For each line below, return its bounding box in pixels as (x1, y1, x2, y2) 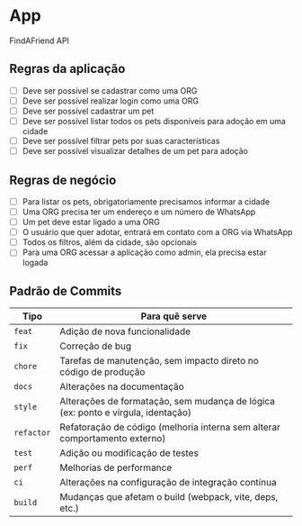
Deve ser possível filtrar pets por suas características (22, 136, 220, 146)
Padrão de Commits (9, 283, 122, 298)
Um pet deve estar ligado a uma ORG (22, 217, 160, 228)
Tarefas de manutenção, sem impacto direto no (59, 355, 259, 367)
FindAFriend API (9, 35, 70, 46)
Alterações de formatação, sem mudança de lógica (59, 395, 276, 408)
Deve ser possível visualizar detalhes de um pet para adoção (22, 146, 249, 157)
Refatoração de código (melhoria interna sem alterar (59, 421, 281, 433)
